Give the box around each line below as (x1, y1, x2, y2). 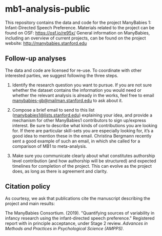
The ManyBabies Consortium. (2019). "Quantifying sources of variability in (5, 210, 155, 216)
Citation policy (5, 182, 50, 191)
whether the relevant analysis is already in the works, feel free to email (12, 92, 155, 98)
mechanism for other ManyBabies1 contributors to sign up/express (12, 117, 146, 123)
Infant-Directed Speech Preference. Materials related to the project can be (5, 24, 155, 30)
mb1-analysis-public (5, 3, 90, 15)
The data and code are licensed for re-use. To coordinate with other (5, 67, 142, 73)
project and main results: (5, 200, 55, 206)
